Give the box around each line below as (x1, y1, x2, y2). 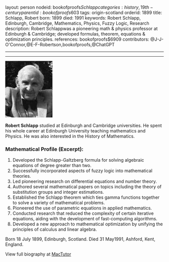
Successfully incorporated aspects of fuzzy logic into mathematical (12, 168, 152, 174)
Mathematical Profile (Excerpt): (5, 146, 84, 153)
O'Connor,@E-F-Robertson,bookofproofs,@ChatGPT (5, 42, 115, 47)
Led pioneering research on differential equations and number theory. (12, 178, 157, 185)
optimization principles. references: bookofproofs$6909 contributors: (5, 36, 149, 42)
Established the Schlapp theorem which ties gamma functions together (12, 194, 160, 200)
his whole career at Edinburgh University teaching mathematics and (5, 128, 146, 134)
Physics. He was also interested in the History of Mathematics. (5, 133, 135, 139)
